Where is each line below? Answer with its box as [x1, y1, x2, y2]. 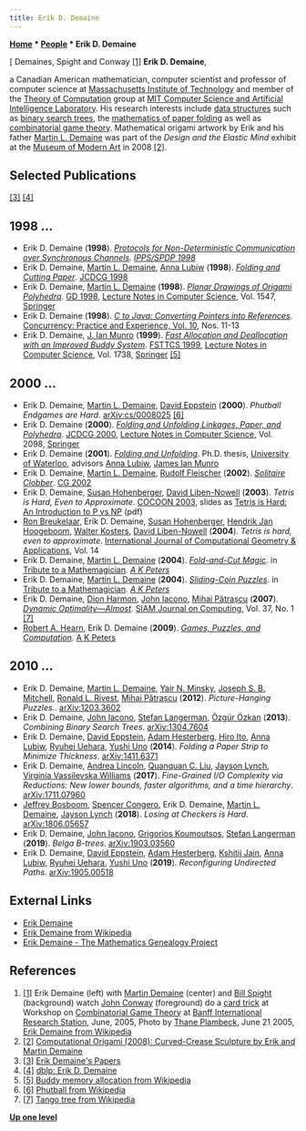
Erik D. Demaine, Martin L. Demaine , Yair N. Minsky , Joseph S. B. [22, 683, 266, 694]
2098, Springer [22, 438, 80, 449]
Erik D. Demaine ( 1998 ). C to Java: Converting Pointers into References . [22, 311, 293, 322]
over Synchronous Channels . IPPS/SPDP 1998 [22, 252, 196, 263]
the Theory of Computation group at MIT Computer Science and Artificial [9, 93, 284, 104]
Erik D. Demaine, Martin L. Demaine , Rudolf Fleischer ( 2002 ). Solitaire [22, 468, 285, 478]
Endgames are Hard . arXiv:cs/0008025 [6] [22, 409, 185, 420]
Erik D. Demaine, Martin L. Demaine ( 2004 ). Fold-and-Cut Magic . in [22, 555, 278, 566]
